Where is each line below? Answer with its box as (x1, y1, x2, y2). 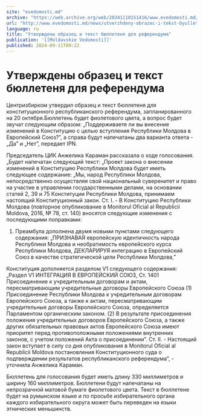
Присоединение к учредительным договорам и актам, (6, 277, 148, 285)
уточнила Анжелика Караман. (6, 361, 84, 369)
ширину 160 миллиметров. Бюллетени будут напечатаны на (6, 379, 161, 387)
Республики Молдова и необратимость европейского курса (14, 240, 172, 248)
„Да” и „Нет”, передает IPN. (6, 140, 77, 147)
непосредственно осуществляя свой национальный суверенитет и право (6, 177, 197, 184)
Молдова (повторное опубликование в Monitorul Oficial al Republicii (6, 203, 180, 210)
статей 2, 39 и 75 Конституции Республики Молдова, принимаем (6, 190, 175, 197)
